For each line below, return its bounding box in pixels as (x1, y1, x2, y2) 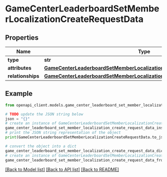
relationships (7, 73, 40, 80)
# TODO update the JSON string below (5, 111, 83, 117)
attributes (7, 65, 31, 71)
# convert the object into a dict (5, 144, 77, 149)
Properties (5, 33, 39, 42)
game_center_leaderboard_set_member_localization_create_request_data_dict (5, 148, 166, 153)
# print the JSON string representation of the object (5, 130, 121, 135)
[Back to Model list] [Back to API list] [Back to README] (5, 167, 119, 173)
